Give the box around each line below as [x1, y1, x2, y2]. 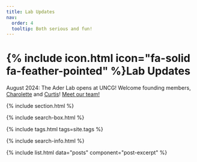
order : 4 [11, 20, 34, 26]
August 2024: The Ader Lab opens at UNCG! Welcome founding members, [6, 84, 191, 92]
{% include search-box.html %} [6, 114, 85, 121]
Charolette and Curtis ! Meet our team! [6, 91, 100, 98]
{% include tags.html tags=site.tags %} [6, 126, 103, 133]
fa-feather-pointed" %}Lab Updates [6, 64, 191, 78]
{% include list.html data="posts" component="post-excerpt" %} [6, 149, 168, 157]
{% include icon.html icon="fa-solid [6, 52, 190, 65]
